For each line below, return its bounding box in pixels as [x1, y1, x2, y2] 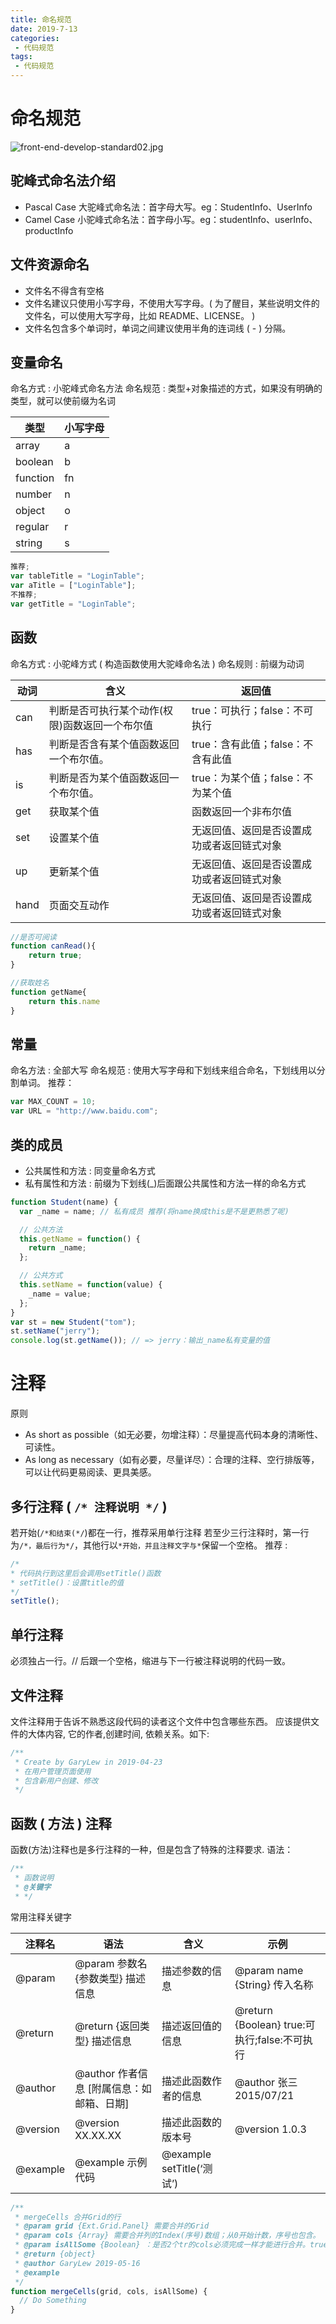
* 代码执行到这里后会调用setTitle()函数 [10, 1568, 162, 1578]
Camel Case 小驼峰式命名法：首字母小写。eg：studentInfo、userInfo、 [24, 213, 318, 225]
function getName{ [10, 987, 87, 997]
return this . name [28, 996, 101, 1006]
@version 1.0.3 [234, 2122, 307, 2136]
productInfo [24, 224, 74, 236]
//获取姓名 [10, 978, 50, 988]
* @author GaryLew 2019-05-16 [14, 2258, 141, 2268]
